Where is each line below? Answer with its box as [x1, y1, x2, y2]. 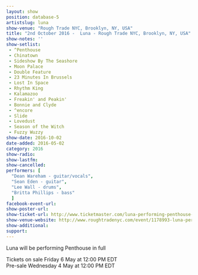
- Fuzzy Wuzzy [8, 129, 44, 136]
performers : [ [6, 168, 41, 174]
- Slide [8, 113, 28, 119]
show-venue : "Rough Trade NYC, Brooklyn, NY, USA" [6, 25, 133, 31]
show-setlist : [6, 42, 41, 48]
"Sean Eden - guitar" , [11, 179, 67, 185]
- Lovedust [8, 119, 35, 125]
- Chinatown [8, 53, 38, 58]
